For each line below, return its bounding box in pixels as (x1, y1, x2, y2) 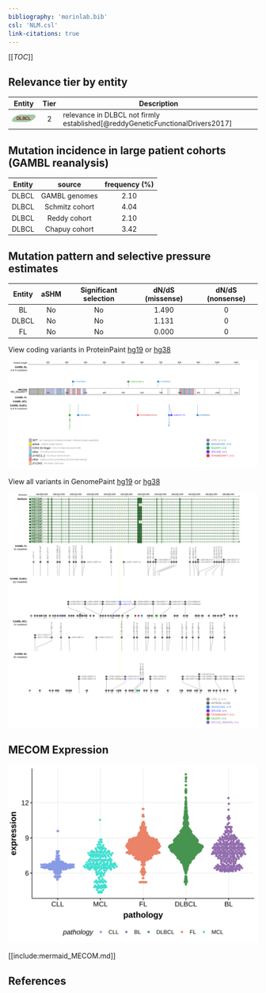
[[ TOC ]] (8, 52, 33, 62)
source (58, 179, 82, 189)
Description (139, 98, 179, 108)
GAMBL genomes (40, 191, 98, 200)
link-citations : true (8, 29, 80, 37)
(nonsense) (207, 294, 246, 303)
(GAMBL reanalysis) (8, 156, 109, 170)
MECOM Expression (8, 743, 109, 757)
